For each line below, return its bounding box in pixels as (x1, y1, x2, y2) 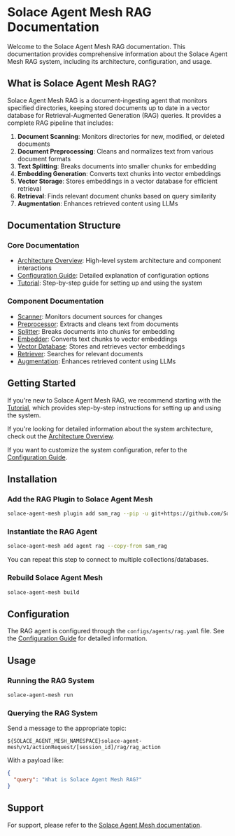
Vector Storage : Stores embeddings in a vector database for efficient (17, 177, 218, 185)
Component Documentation (7, 296, 104, 306)
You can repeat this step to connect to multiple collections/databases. (7, 555, 209, 564)
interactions (17, 264, 52, 272)
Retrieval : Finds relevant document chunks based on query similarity (17, 191, 217, 200)
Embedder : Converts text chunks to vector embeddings (17, 335, 178, 343)
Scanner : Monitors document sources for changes (17, 312, 163, 321)
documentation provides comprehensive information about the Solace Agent (7, 50, 228, 58)
